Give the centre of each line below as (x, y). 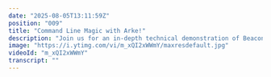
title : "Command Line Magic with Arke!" (77, 30)
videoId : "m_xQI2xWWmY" (48, 53)
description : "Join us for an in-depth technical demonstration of (124, 38)
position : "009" (35, 23)
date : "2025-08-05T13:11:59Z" (59, 16)
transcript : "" (34, 61)
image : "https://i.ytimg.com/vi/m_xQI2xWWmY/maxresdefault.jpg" (119, 46)
